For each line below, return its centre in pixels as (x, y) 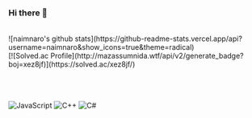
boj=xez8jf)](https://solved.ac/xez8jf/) (72, 64)
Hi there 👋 (28, 13)
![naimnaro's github (41, 39)
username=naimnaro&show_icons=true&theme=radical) (101, 47)
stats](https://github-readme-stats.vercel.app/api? (158, 39)
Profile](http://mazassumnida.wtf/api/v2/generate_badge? (147, 56)
